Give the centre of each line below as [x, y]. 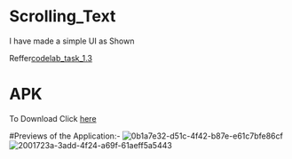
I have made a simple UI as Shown [72, 41]
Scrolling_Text [63, 16]
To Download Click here [53, 118]
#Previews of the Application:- [65, 136]
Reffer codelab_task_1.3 [51, 58]
